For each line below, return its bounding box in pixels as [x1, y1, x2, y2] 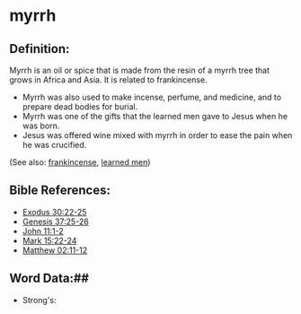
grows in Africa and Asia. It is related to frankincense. [9, 74, 208, 85]
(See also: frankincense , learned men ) [9, 157, 151, 167]
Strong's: [22, 294, 57, 305]
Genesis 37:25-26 [22, 216, 90, 227]
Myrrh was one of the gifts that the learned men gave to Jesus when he [22, 111, 288, 121]
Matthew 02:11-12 [22, 244, 88, 256]
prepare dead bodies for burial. [22, 101, 138, 112]
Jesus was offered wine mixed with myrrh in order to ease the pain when [22, 130, 293, 140]
